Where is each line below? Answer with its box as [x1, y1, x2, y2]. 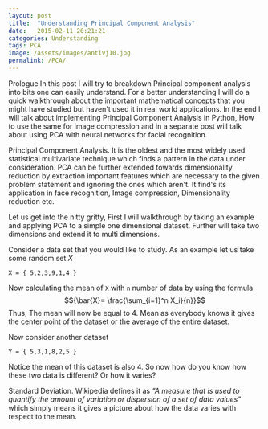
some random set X [8, 253, 74, 263]
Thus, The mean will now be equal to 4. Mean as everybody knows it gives [8, 308, 255, 317]
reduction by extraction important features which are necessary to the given [8, 170, 261, 181]
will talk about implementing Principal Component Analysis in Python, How [8, 112, 254, 122]
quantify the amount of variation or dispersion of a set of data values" [8, 394, 242, 404]
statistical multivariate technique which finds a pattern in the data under [8, 153, 246, 163]
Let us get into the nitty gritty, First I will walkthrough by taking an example [8, 212, 254, 222]
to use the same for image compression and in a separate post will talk [8, 121, 242, 131]
